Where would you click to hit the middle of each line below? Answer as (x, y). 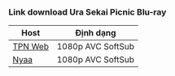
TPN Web (31, 47)
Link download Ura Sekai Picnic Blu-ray (87, 12)
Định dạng (95, 33)
